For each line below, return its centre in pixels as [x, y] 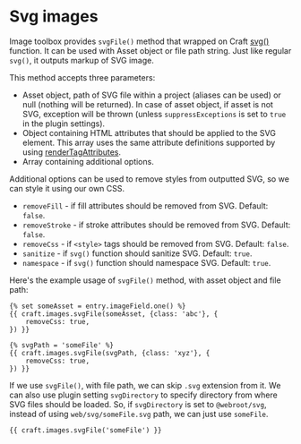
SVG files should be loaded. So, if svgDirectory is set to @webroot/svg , [138, 404]
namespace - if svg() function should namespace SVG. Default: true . [146, 262]
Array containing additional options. [88, 161]
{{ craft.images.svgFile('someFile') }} [86, 430]
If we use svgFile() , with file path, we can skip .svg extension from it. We [145, 385]
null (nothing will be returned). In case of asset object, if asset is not [147, 104]
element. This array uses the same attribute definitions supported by [149, 142]
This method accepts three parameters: [82, 77]
